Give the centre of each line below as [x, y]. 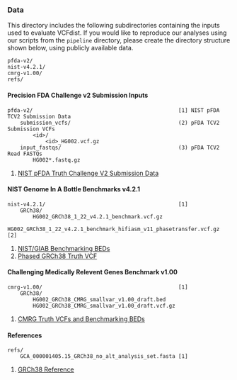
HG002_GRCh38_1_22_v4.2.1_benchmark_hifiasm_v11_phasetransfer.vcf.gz [114, 229]
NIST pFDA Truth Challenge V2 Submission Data [88, 173]
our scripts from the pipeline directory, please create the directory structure [119, 40]
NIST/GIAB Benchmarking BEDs [64, 248]
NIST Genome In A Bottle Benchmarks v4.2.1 [74, 189]
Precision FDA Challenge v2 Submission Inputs [78, 95]
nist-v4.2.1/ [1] [98, 204]
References [25, 335]
